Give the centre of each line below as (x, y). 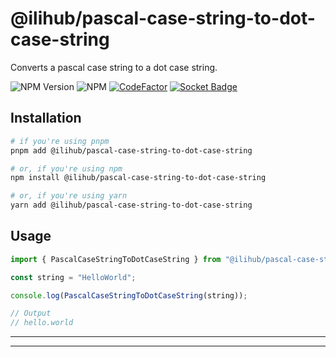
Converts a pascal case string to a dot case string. (114, 67)
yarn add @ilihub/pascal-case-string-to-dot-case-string (131, 205)
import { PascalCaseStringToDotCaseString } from (116, 259)
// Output (31, 313)
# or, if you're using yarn (69, 196)
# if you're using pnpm (60, 141)
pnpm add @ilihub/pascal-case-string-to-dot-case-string (131, 150)
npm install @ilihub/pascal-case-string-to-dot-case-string (138, 178)
